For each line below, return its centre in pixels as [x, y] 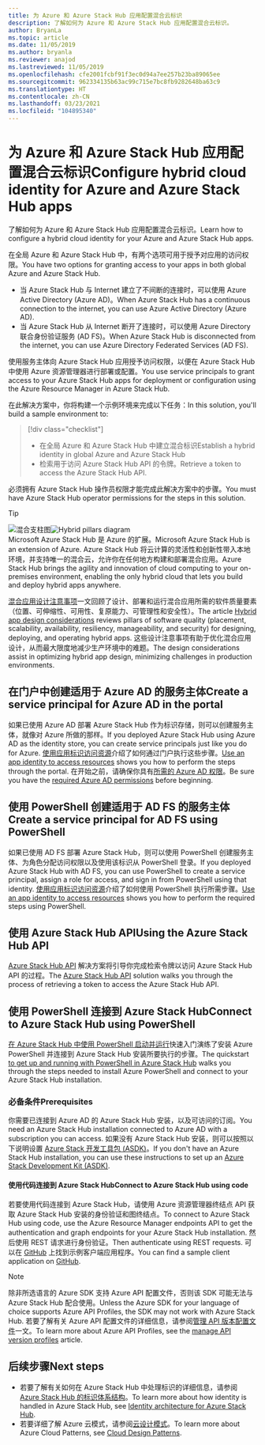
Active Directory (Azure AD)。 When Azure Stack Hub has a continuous [135, 299]
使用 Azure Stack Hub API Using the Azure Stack [128, 933]
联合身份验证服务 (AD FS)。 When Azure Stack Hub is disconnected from [138, 336]
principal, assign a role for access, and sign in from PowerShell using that [127, 879]
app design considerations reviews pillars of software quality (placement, [127, 620]
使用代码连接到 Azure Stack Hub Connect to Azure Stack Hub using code [128, 1185]
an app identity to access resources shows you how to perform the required [131, 898]
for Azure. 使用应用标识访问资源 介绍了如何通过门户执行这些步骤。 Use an [127, 753]
